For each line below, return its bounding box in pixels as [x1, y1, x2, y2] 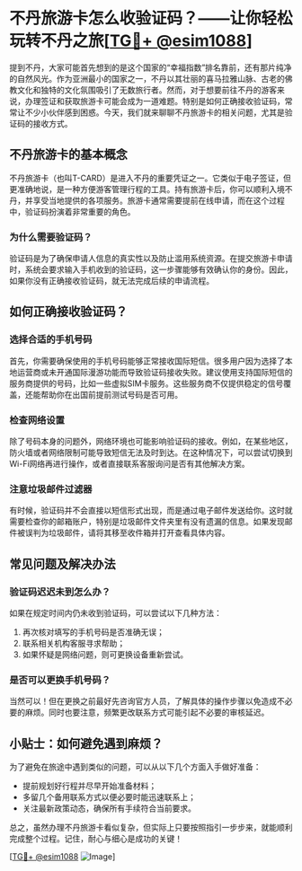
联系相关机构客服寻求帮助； [22, 638, 126, 649]
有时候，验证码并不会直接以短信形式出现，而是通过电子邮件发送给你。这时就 [9, 505, 293, 516]
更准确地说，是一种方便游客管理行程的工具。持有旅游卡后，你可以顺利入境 [9, 183, 285, 194]
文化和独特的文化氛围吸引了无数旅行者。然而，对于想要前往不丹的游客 [16, 84, 277, 95]
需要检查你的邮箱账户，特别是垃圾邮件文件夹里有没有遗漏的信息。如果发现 [9, 516, 285, 527]
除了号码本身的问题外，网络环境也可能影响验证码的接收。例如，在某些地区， [9, 436, 293, 447]
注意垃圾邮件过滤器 [9, 482, 93, 495]
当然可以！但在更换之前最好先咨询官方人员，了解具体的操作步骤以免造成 [9, 696, 277, 707]
